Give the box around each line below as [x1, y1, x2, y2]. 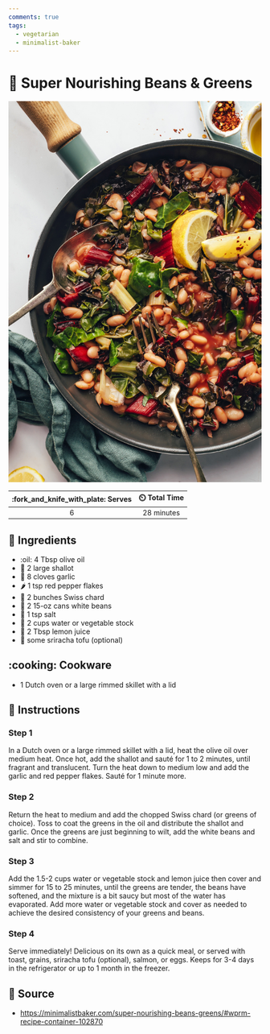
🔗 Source [8, 986, 55, 1000]
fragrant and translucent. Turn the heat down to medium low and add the [8, 763, 249, 772]
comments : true [8, 13, 59, 21]
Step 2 [8, 792, 35, 803]
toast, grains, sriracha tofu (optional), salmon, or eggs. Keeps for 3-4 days [8, 955, 255, 965]
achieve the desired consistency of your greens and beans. [8, 908, 205, 918]
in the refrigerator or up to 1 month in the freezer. [8, 963, 170, 974]
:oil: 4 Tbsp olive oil [19, 554, 85, 564]
